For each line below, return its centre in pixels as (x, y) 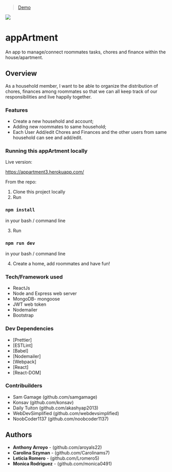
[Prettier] (22, 340)
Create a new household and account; (53, 121)
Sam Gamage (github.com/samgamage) (55, 397)
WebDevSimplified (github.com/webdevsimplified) (66, 413)
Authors (19, 435)
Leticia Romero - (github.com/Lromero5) (56, 458)
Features (17, 110)
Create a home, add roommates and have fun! (61, 263)
